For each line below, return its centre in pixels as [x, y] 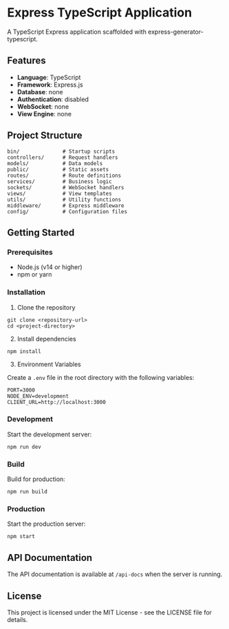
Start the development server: [50, 434]
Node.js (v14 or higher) [50, 267]
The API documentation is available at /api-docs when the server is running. [115, 574]
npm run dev [24, 447]
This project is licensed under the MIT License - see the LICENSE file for [109, 612]
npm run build [28, 492]
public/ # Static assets [58, 169]
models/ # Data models [55, 163]
